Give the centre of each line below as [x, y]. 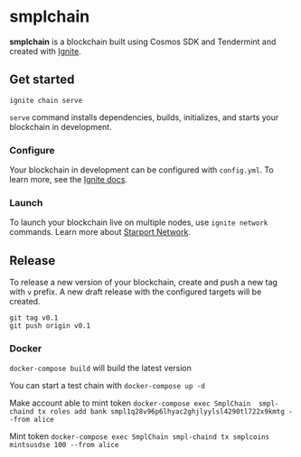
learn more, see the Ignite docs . [69, 180]
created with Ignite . [45, 51]
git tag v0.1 [34, 318]
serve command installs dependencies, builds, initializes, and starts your [144, 117]
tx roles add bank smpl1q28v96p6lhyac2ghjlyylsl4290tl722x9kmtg [161, 412]
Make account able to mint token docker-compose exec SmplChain [130, 403]
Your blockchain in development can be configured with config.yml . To [141, 170]
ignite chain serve [46, 100]
